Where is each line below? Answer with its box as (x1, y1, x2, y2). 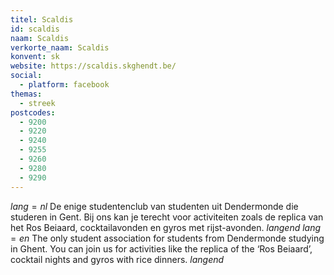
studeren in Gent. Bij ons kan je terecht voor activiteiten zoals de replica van (10, 211, 324, 223)
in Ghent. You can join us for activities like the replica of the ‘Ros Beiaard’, (10, 242, 313, 255)
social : (10, 71, 43, 81)
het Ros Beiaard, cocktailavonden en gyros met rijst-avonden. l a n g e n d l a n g (10, 221, 322, 233)
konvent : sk (10, 52, 60, 62)
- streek (19, 98, 56, 108)
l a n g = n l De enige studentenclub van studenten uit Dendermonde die (10, 200, 299, 212)
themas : (10, 89, 43, 99)
